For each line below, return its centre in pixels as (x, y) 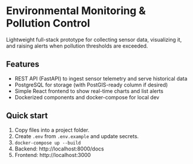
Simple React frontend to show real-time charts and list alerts (89, 91)
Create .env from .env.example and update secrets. (77, 136)
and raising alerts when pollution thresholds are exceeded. (77, 46)
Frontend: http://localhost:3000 (53, 155)
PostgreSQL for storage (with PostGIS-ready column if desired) (91, 85)
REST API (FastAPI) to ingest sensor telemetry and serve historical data (101, 78)
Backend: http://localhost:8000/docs (59, 149)
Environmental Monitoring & (76, 11)
